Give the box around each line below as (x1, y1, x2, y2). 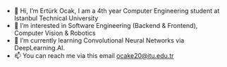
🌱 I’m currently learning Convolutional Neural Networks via (13, 36, 185, 45)
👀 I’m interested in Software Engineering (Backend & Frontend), (13, 22, 198, 29)
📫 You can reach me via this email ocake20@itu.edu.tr (13, 52, 174, 59)
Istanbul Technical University (13, 14, 99, 22)
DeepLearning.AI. (13, 44, 66, 52)
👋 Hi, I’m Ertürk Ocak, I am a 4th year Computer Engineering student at (13, 7, 220, 15)
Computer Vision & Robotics (13, 29, 97, 37)
